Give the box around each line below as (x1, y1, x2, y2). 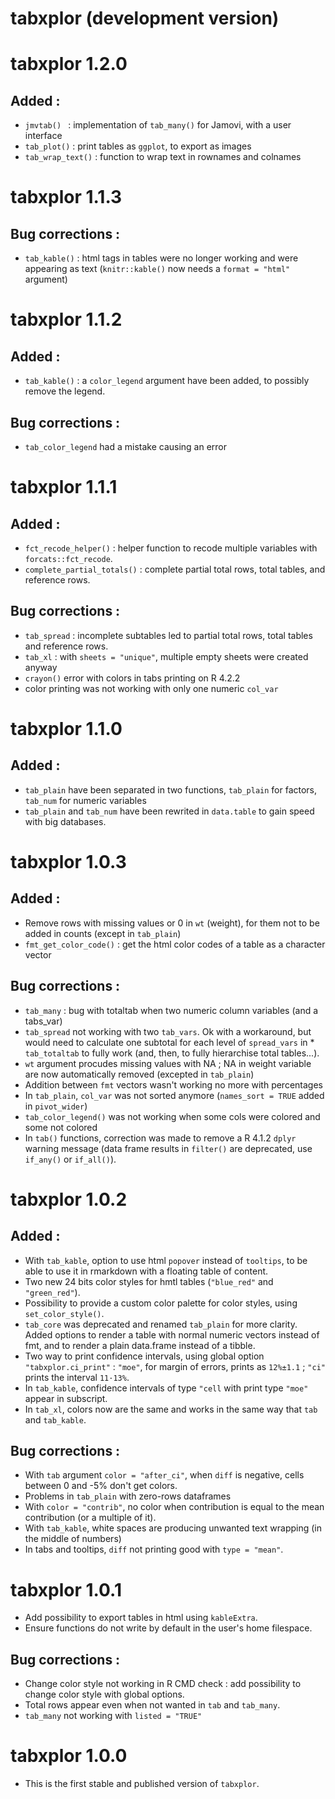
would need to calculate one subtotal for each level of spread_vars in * (24, 1036, 315, 1048)
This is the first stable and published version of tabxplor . (24, 1778, 260, 1790)
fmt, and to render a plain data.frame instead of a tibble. (24, 1339, 256, 1351)
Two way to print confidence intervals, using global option (24, 1350, 265, 1362)
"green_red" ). (24, 1286, 81, 1298)
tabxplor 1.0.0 (10, 1745, 128, 1767)
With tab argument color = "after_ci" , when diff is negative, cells (24, 1469, 305, 1481)
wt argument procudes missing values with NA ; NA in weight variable (24, 1057, 312, 1069)
